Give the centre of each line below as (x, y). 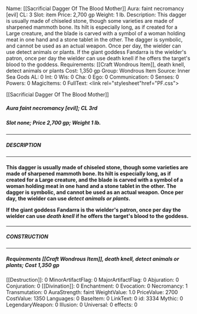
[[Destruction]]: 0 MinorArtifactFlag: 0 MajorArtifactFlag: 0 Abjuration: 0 (93, 280)
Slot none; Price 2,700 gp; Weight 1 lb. (54, 122)
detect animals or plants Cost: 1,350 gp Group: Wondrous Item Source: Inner (98, 71)
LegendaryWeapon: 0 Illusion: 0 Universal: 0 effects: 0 (72, 305)
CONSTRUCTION (27, 237)
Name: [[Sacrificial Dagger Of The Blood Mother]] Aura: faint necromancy (95, 8)
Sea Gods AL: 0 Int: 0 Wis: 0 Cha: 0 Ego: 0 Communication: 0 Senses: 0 (93, 77)
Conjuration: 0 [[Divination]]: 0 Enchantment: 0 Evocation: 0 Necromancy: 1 (97, 286)
